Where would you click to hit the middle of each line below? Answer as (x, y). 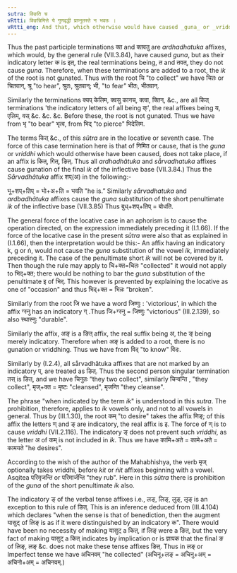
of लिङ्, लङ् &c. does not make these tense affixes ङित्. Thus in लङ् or (105, 547)
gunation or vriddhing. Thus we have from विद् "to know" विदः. (94, 350)
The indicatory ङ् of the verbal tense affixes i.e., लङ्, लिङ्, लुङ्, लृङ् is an (108, 500)
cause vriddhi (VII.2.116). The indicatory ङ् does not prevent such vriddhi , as (117, 432)
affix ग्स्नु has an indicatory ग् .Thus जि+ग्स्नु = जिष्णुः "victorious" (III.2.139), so (114, 312)
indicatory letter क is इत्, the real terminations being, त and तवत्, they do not (115, 63)
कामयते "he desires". (35, 448)
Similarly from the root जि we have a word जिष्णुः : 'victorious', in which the (112, 304)
